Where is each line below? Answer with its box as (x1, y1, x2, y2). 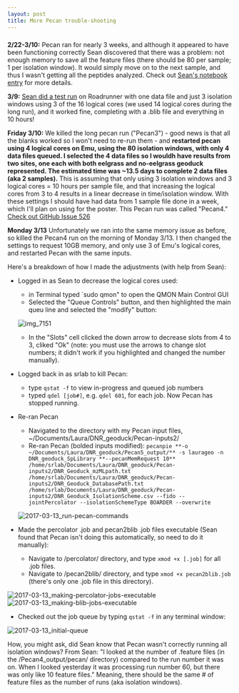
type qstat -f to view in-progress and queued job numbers (28, 383, 204, 393)
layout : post (7, 10, 46, 18)
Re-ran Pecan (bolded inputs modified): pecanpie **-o (28, 442, 188, 450)
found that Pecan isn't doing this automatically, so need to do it (17, 533, 203, 542)
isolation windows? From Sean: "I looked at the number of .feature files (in (7, 647, 225, 657)
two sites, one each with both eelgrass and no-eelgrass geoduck (7, 159, 204, 168)
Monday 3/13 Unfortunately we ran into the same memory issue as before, (7, 226, 227, 235)
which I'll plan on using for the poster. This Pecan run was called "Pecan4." (7, 205, 228, 213)
